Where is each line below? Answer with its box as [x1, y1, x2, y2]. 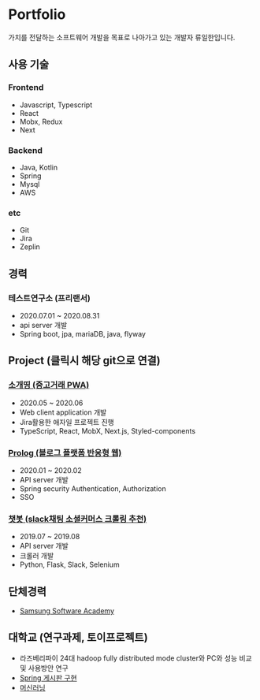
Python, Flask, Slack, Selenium [19, 560, 120, 569]
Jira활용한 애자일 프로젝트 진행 [19, 417, 114, 426]
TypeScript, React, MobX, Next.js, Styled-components [19, 426, 195, 435]
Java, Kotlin [19, 162, 58, 172]
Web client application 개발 [19, 408, 107, 417]
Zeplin [19, 242, 41, 251]
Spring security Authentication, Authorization [19, 483, 167, 493]
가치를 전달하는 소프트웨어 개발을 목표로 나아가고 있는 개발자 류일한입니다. [8, 32, 236, 42]
